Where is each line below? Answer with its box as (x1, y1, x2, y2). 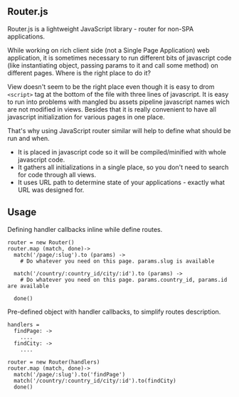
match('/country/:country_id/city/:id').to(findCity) (14, 377, 176, 384)
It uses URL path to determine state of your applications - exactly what (17, 178, 225, 186)
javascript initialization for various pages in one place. (7, 112, 165, 121)
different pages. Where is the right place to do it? (7, 68, 152, 77)
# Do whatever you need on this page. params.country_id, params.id (20, 276, 228, 283)
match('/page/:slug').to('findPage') (14, 371, 126, 378)
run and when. (7, 134, 50, 142)
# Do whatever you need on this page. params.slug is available (20, 258, 215, 265)
